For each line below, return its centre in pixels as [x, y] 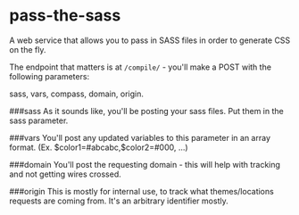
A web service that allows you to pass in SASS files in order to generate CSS [150, 40]
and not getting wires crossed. [66, 174]
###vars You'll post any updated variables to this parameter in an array [140, 137]
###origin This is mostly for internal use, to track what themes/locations [141, 191]
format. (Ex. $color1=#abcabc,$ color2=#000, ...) [99, 147]
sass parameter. [39, 120]
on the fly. [28, 49]
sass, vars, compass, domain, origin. [77, 94]
